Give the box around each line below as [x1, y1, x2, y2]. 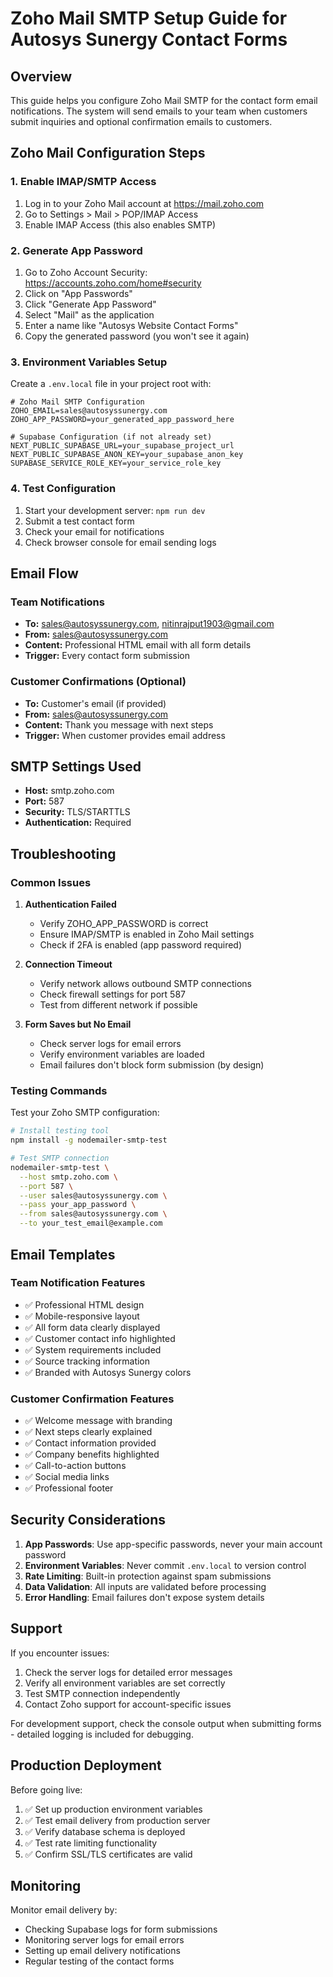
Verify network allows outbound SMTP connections [39, 978, 252, 990]
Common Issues [10, 875, 92, 889]
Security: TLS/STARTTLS [24, 806, 131, 818]
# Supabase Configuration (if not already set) [10, 432, 213, 442]
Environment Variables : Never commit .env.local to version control [24, 1559, 307, 1571]
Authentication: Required [24, 817, 132, 829]
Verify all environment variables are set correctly [24, 1677, 226, 1689]
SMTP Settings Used [10, 758, 142, 775]
